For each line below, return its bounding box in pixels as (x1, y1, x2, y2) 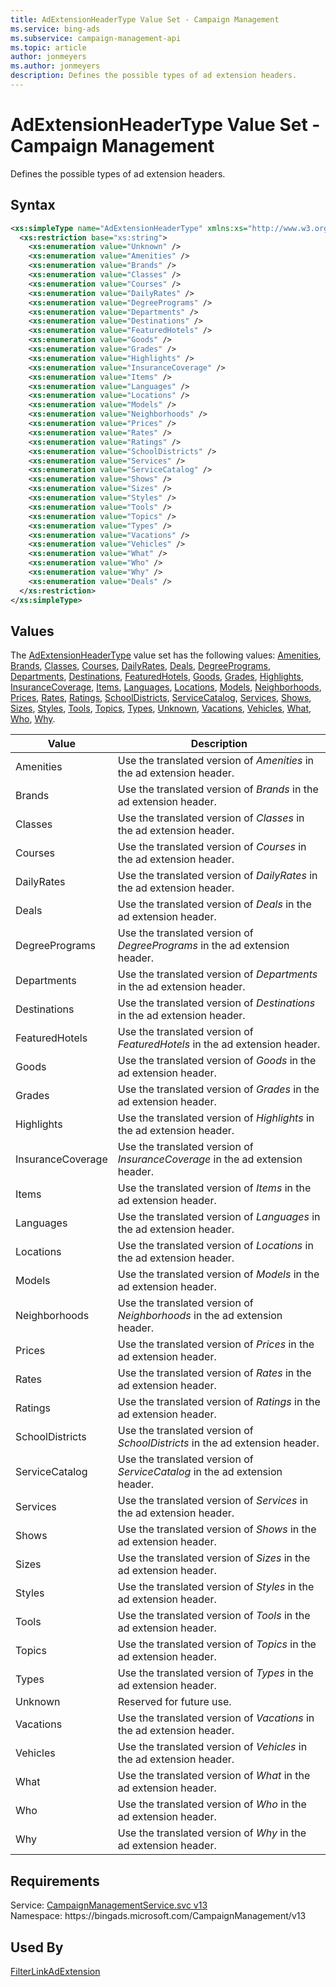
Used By (10, 1939, 64, 1956)
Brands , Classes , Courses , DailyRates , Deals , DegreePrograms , (10, 660, 272, 672)
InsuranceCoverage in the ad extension (117, 1152, 303, 1166)
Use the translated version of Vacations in (117, 1711, 315, 1725)
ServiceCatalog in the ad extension (117, 1465, 283, 1479)
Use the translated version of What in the (117, 1769, 311, 1783)
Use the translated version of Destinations (117, 996, 316, 1010)
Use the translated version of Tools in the (117, 1609, 311, 1623)
